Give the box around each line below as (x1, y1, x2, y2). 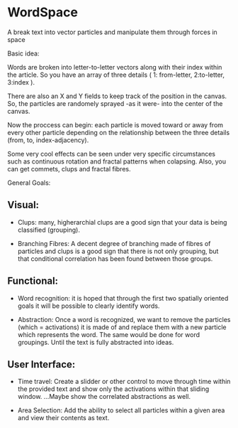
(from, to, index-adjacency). (7, 136, 89, 144)
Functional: (7, 275, 59, 287)
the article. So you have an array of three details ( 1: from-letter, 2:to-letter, (7, 70, 225, 79)
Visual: (7, 199, 40, 211)
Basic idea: (7, 49, 40, 58)
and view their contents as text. (17, 414, 110, 422)
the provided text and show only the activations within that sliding (17, 385, 210, 393)
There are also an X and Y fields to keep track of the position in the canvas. (7, 92, 227, 100)
